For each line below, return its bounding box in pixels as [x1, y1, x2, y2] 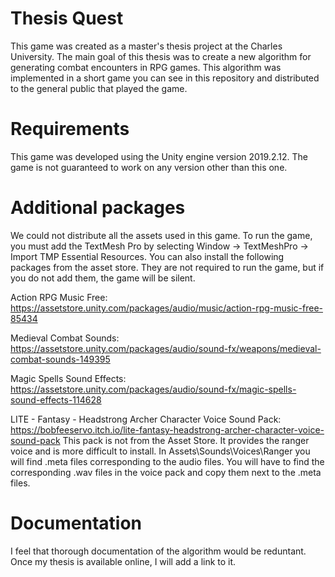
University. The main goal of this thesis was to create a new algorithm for [10, 50, 312, 62]
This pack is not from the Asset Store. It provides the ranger [62, 434, 310, 446]
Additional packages [10, 197, 186, 219]
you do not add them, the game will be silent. [10, 272, 196, 284]
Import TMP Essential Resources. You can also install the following [10, 250, 285, 262]
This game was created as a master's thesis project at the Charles [10, 40, 283, 52]
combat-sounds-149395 [10, 353, 111, 365]
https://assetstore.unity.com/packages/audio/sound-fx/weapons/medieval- [10, 342, 322, 354]
